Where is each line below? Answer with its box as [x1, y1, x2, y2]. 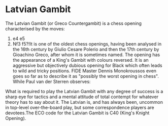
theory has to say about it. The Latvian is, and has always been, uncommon [5, 99, 163, 105]
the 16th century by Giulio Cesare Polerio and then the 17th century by [12, 46, 159, 52]
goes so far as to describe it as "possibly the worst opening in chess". [12, 73, 159, 79]
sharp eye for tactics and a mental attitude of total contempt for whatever [5, 94, 159, 100]
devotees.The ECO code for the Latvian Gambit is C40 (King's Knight [5, 110, 150, 116]
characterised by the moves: [5, 25, 65, 31]
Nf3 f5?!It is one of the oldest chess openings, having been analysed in [12, 40, 161, 47]
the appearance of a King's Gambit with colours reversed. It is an [12, 57, 149, 63]
